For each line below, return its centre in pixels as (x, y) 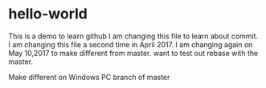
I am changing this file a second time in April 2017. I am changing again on (131, 44)
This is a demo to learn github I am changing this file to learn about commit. (133, 36)
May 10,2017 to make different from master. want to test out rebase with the (133, 53)
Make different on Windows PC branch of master (89, 77)
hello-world (48, 14)
